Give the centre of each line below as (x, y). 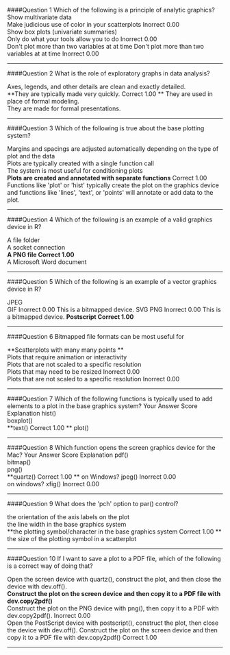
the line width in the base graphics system (67, 524)
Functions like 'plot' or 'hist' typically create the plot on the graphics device (113, 185)
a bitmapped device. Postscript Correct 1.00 (71, 317)
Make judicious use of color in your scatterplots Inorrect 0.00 (93, 24)
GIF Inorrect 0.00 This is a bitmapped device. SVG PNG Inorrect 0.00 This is (114, 309)
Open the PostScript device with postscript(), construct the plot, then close (113, 623)
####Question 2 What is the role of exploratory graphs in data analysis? (108, 73)
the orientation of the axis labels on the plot (68, 517)
